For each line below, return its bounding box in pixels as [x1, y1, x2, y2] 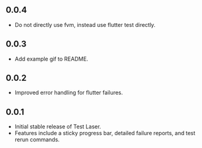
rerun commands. [14, 136, 60, 143]
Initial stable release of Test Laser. [14, 123, 101, 130]
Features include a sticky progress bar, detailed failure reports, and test [14, 130, 196, 137]
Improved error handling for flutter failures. [14, 89, 123, 97]
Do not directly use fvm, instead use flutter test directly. [14, 21, 156, 28]
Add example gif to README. [14, 55, 88, 62]
